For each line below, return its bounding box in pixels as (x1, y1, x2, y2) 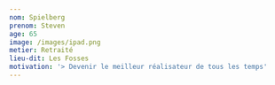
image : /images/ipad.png (9, 37, 101, 47)
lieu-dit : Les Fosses (9, 54, 90, 63)
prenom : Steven (9, 21, 66, 30)
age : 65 (9, 29, 38, 38)
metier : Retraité (9, 46, 74, 55)
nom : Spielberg (9, 12, 66, 22)
